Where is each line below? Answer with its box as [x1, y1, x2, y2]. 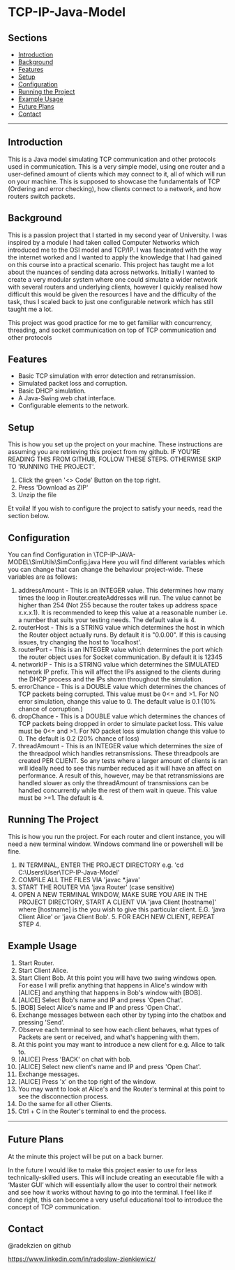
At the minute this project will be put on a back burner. [8, 1152, 164, 1161]
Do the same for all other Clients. [17, 1099, 113, 1108]
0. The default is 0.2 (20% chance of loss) [17, 734, 140, 743]
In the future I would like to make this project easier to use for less [8, 1165, 197, 1174]
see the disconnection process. [17, 1092, 109, 1101]
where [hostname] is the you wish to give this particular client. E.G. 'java [17, 905, 226, 914]
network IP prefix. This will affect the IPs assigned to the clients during [17, 667, 221, 676]
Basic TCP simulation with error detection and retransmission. [17, 372, 196, 380]
